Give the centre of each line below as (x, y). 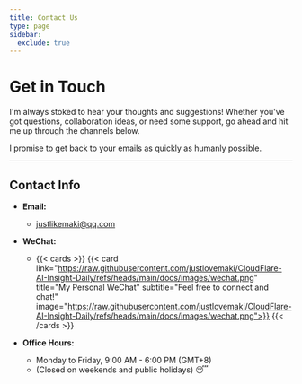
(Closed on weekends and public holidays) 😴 (122, 370)
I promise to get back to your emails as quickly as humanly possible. (136, 148)
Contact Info (45, 185)
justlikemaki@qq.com (75, 224)
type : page (30, 26)
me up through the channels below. (75, 131)
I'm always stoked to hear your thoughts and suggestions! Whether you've (147, 112)
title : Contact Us (44, 17)
